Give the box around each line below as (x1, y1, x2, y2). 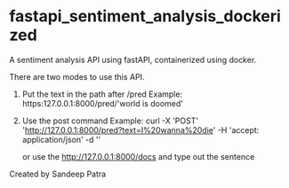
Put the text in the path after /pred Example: (21, 89, 183, 99)
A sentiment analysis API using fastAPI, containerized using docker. (9, 54, 257, 65)
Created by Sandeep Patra (9, 168, 107, 179)
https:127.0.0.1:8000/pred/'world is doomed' (21, 98, 184, 108)
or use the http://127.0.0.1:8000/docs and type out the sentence (21, 151, 255, 161)
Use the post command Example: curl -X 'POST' (21, 115, 198, 126)
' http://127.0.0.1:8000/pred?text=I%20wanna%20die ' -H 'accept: (21, 124, 260, 135)
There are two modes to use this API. (9, 71, 145, 82)
